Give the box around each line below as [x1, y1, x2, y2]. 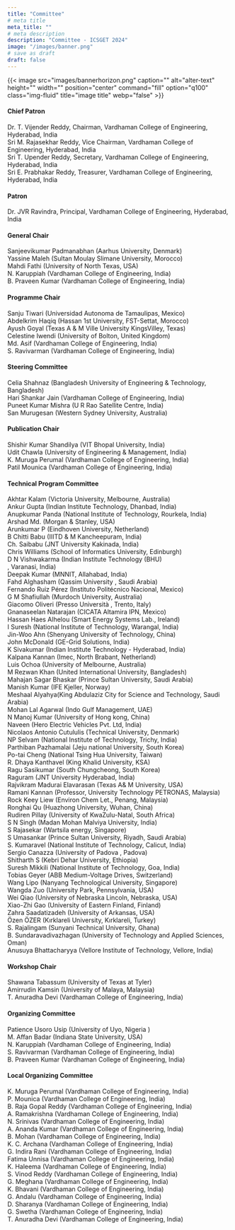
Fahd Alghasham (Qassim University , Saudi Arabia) [7, 577, 158, 586]
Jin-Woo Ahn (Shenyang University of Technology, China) [7, 631, 176, 639]
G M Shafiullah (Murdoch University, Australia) [7, 592, 143, 602]
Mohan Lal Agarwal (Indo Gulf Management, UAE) [7, 706, 153, 714]
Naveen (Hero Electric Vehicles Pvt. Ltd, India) [7, 720, 142, 729]
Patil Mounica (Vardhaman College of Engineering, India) [7, 463, 173, 471]
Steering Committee [7, 362, 69, 372]
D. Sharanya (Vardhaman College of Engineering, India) [7, 1200, 168, 1208]
